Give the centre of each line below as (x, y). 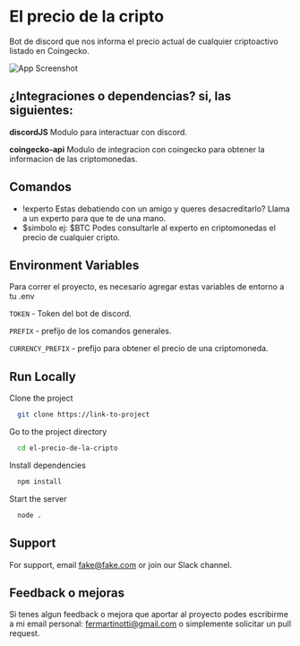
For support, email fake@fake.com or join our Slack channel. (121, 564)
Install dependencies (48, 465)
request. (25, 633)
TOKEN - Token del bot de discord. (70, 314)
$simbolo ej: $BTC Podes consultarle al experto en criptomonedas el (149, 228)
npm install (40, 481)
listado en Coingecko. (49, 50)
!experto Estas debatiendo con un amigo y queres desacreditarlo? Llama (156, 209)
